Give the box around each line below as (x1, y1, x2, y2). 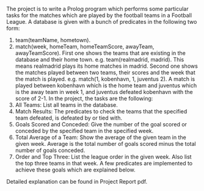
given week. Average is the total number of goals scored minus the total (15, 140, 197, 147)
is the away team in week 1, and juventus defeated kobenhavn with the (15, 88, 194, 95)
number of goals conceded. (15, 146, 86, 154)
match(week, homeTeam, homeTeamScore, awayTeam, (15, 43, 155, 50)
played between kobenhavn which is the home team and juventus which (15, 82, 197, 89)
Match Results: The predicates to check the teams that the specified (15, 108, 188, 115)
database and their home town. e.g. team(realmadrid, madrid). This (15, 56, 184, 63)
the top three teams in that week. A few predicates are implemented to (15, 160, 193, 167)
